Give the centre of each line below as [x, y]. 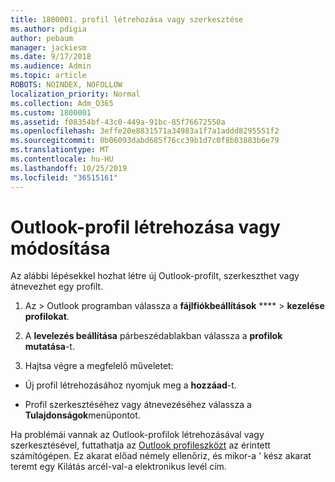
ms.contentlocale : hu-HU [62, 159]
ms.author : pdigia [48, 29]
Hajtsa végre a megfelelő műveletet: [99, 366]
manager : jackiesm [48, 47]
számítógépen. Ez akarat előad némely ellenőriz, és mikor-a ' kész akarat [161, 456]
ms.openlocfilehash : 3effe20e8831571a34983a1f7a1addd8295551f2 [145, 131]
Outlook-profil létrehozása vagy [145, 227]
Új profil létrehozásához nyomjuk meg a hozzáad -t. [130, 385]
